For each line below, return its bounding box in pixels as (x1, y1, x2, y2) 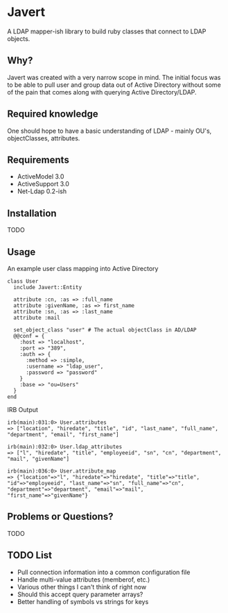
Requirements (7, 154, 69, 165)
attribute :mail (13, 314, 60, 321)
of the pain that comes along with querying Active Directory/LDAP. (7, 88, 197, 96)
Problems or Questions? (7, 511, 114, 523)
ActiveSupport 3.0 (17, 180, 69, 188)
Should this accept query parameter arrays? (17, 590, 143, 598)
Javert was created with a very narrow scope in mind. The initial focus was (7, 73, 221, 81)
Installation (7, 207, 57, 219)
